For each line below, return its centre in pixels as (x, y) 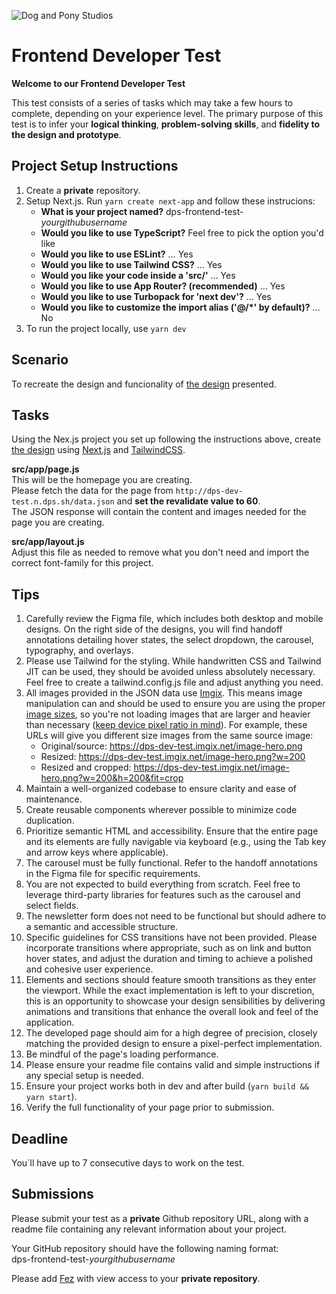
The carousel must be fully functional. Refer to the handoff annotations (171, 863)
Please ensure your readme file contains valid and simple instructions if (173, 1065)
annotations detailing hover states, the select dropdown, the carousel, (169, 640)
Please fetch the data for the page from (92, 491)
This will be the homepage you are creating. (102, 480)
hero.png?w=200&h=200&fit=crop (112, 778)
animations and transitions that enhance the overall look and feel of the (172, 1012)
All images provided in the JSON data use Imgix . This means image (164, 693)
